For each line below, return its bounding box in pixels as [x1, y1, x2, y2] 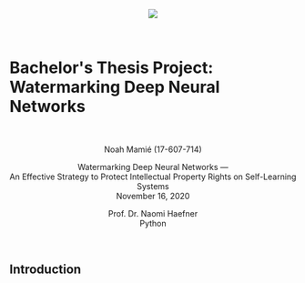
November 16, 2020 [116, 190, 190, 201]
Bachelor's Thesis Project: [9, 57, 214, 78]
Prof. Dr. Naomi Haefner [107, 207, 198, 218]
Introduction [9, 262, 82, 278]
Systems [136, 180, 170, 191]
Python [139, 217, 167, 228]
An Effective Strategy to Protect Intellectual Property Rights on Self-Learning [9, 171, 297, 182]
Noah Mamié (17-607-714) [104, 144, 202, 155]
